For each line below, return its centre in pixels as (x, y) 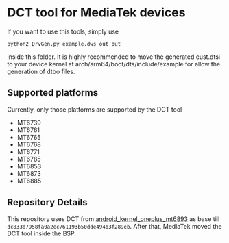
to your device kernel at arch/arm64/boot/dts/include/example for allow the (114, 64)
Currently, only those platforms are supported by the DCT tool (95, 109)
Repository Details (47, 202)
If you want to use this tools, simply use (63, 31)
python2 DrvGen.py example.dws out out (64, 44)
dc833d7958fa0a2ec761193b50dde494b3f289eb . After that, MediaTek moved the (114, 226)
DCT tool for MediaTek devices (96, 13)
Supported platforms (52, 93)
